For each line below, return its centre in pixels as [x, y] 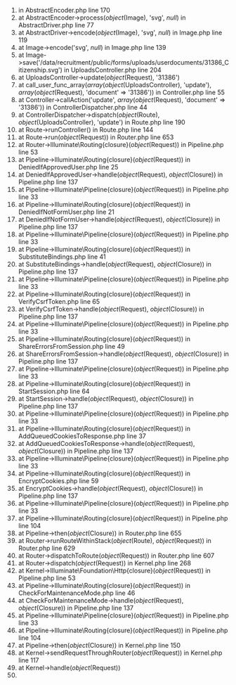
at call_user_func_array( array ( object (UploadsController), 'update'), [114, 85]
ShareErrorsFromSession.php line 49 [71, 346]
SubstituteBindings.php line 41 [62, 257]
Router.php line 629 [47, 548]
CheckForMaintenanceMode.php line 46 [77, 593]
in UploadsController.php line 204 [113, 70]
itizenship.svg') [40, 70]
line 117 [28, 660]
